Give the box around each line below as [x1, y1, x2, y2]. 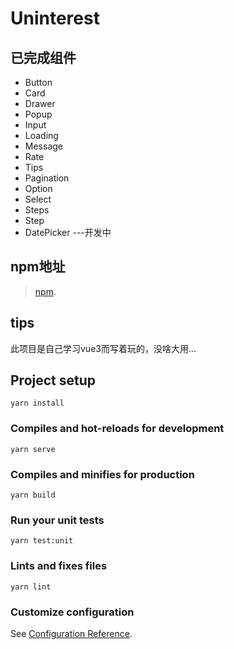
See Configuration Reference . [10, 627, 133, 639]
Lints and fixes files [10, 559, 108, 573]
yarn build [10, 490, 56, 501]
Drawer [24, 98, 56, 109]
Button [24, 77, 53, 88]
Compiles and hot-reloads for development [10, 422, 225, 436]
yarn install [10, 398, 65, 409]
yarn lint [10, 582, 52, 592]
